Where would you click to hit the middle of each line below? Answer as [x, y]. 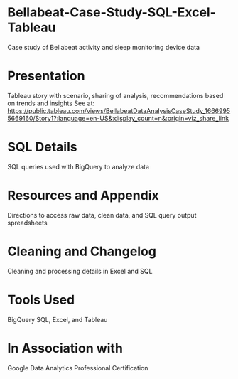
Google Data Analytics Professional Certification [78, 368]
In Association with [65, 348]
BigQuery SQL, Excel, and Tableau [58, 319]
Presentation [46, 76]
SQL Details [42, 147]
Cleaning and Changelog [82, 251]
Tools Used [41, 300]
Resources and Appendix [83, 196]
